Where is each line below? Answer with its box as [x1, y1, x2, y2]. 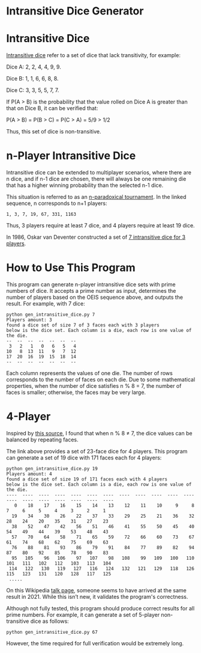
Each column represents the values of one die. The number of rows [6, 370, 173, 376]
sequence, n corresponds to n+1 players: [6, 200, 107, 207]
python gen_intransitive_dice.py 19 [6, 465, 98, 471]
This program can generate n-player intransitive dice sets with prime [6, 281, 176, 288]
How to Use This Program [6, 261, 136, 275]
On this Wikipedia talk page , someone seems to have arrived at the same [6, 586, 187, 593]
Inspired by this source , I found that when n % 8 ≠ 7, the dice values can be [6, 429, 193, 437]
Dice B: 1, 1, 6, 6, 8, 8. [6, 75, 59, 82]
